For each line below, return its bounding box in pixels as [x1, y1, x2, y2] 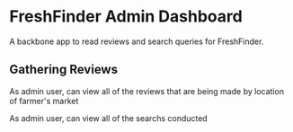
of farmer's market [9, 95, 79, 106]
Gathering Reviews [9, 62, 119, 77]
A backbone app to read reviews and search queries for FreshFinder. [9, 36, 264, 47]
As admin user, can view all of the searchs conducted [9, 112, 209, 123]
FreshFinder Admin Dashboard [9, 6, 243, 27]
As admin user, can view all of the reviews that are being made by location [9, 85, 285, 96]
